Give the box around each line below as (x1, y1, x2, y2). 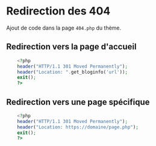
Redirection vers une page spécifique (6, 97, 150, 107)
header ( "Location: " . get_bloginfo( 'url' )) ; (17, 69, 128, 75)
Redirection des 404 (6, 4, 111, 18)
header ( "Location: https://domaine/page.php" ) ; (17, 124, 139, 130)
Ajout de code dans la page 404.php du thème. (6, 24, 122, 31)
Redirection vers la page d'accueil (6, 42, 137, 52)
